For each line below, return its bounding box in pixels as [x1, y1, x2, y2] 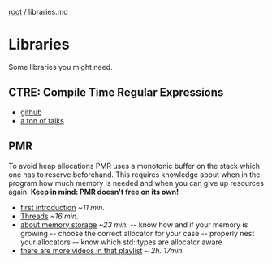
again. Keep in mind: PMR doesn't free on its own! [8, 187, 179, 196]
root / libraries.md [8, 7, 69, 16]
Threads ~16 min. [19, 211, 79, 221]
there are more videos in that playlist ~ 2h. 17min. [19, 245, 185, 255]
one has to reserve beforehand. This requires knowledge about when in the [8, 170, 261, 179]
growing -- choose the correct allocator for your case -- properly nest [19, 228, 255, 238]
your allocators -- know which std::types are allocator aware [19, 237, 223, 247]
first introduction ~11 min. [19, 202, 106, 212]
